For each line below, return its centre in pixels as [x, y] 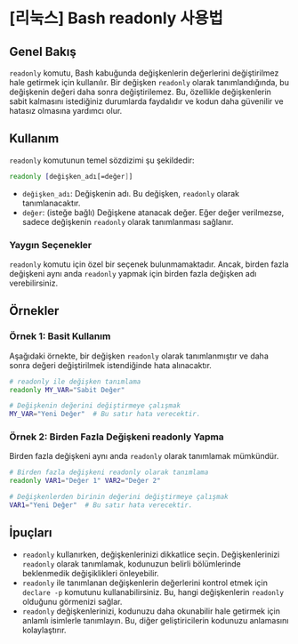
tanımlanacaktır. [51, 203]
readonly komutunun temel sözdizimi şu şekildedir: [102, 160]
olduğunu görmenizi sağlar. [72, 601]
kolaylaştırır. [44, 630]
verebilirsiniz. [34, 283]
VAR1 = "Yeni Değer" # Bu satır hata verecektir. [101, 505]
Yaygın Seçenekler [50, 245]
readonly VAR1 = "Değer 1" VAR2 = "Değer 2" [85, 481]
